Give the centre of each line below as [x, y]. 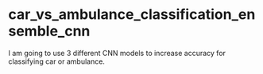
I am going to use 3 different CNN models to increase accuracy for [117, 53]
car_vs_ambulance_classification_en [132, 15]
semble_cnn [49, 31]
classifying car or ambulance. [57, 61]
